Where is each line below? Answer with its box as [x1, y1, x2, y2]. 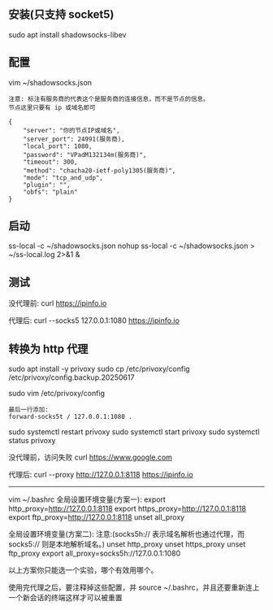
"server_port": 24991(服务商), [23, 135, 125, 143]
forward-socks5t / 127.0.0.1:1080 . [8, 413, 132, 421]
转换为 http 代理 [8, 342, 89, 355]
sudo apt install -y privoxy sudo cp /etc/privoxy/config [8, 364, 190, 374]
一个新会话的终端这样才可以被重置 [8, 593, 123, 603]
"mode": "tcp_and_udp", [23, 173, 104, 181]
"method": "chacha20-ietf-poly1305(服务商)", [23, 166, 176, 175]
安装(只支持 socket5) [8, 7, 115, 22]
